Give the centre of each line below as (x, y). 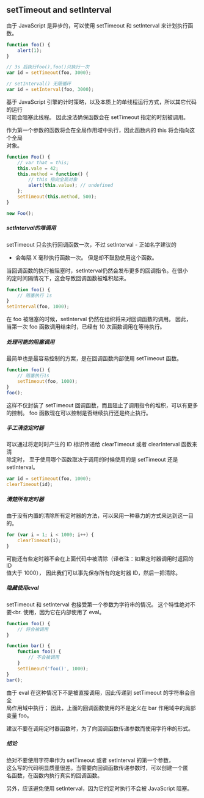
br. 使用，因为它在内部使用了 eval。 (60, 612)
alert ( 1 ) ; (30, 50)
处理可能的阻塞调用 (31, 342)
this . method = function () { (53, 174)
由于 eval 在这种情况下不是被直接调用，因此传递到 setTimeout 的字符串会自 (101, 692)
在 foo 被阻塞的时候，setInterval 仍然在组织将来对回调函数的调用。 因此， (99, 319)
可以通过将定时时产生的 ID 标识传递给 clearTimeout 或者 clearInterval (93, 444)
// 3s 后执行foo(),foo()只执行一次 (48, 67)
